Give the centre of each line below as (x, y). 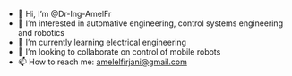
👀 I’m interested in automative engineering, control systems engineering (150, 23)
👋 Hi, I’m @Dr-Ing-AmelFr (64, 14)
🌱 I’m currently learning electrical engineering (102, 42)
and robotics (41, 33)
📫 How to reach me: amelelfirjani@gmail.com (103, 62)
